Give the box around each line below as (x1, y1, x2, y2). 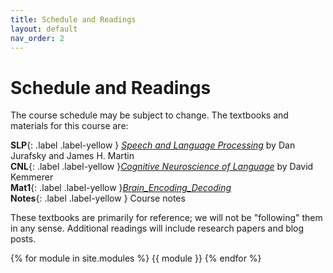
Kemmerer (10, 171, 54, 183)
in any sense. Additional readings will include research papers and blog (10, 222, 305, 235)
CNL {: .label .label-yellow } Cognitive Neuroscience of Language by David (10, 161, 314, 173)
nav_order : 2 (10, 33, 65, 43)
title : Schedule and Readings (10, 14, 137, 25)
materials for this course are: (10, 120, 129, 132)
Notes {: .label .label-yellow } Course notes (10, 192, 186, 205)
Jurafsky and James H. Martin (10, 150, 135, 162)
